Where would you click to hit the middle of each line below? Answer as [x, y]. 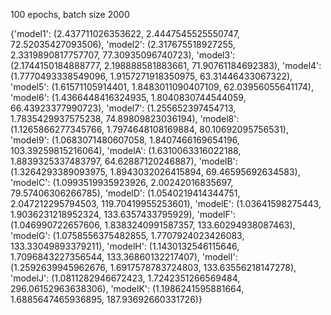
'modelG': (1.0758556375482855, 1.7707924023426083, [127, 235]
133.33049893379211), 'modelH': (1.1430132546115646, [125, 246]
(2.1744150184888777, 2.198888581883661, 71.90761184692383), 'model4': [166, 65]
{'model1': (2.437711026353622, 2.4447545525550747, [125, 33]
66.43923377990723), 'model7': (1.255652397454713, [123, 108]
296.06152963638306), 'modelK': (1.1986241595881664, [127, 288]
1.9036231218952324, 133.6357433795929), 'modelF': [123, 214]
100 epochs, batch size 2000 [70, 14]
